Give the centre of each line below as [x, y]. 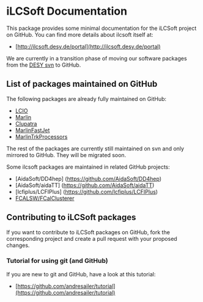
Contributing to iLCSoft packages [71, 217]
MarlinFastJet [32, 130]
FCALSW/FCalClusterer [45, 198]
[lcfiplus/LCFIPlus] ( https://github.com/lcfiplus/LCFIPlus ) [86, 191]
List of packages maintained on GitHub [82, 84]
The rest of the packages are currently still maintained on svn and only [95, 149]
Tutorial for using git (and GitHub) [57, 261]
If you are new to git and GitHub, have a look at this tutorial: [81, 274]
